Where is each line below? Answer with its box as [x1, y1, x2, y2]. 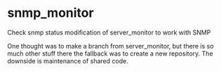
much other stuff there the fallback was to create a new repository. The [7, 49, 213, 58]
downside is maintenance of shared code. [7, 56, 128, 65]
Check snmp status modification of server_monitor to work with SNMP [7, 28, 211, 37]
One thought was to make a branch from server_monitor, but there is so [7, 41, 214, 50]
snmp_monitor [7, 5, 94, 21]
